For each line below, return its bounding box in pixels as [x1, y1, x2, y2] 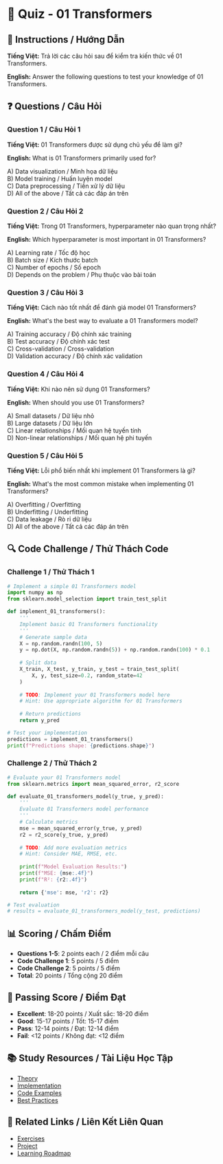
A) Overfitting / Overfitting [7, 500, 81, 508]
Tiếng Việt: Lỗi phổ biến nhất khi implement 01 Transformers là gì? [7, 466, 196, 475]
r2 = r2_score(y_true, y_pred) [19, 831, 109, 838]
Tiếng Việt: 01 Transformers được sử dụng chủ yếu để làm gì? [7, 141, 183, 149]
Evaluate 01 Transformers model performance [19, 806, 149, 813]
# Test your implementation [7, 729, 88, 736]
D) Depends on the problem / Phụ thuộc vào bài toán [7, 270, 156, 278]
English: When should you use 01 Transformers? [7, 398, 145, 406]
